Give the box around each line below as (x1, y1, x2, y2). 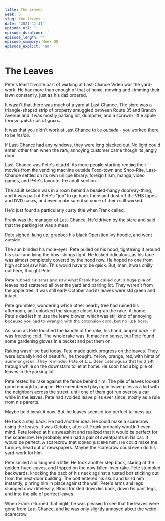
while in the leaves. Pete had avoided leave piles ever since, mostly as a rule (5, 394, 160, 400)
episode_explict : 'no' (5, 44, 52, 49)
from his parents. (5, 399, 40, 405)
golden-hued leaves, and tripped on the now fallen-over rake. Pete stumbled (5, 465, 161, 471)
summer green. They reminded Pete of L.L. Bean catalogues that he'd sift (5, 358, 154, 364)
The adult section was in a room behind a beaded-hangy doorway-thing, (5, 187, 153, 193)
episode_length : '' (5, 35, 45, 40)
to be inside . (5, 132, 31, 138)
